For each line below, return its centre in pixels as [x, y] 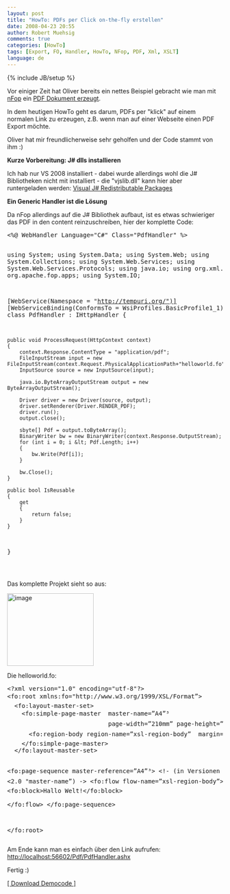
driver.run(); [39, 412]
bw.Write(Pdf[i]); [58, 454]
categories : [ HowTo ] [37, 45]
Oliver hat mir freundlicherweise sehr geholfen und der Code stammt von [110, 139]
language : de [26, 58]
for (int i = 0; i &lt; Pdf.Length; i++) [79, 442]
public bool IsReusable [41, 490]
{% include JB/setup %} [41, 78]
